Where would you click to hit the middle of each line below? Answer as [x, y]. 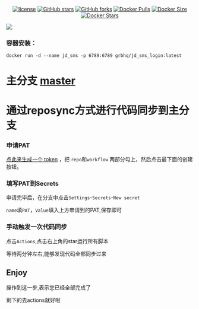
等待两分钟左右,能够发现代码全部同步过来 [56, 254]
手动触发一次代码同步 [37, 227]
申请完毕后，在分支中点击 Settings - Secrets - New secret [73, 197]
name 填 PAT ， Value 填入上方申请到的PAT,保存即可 [64, 210]
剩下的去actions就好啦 [33, 300]
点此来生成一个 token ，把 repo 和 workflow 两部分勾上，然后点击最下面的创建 [99, 159]
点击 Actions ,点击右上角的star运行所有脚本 [57, 241]
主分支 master [41, 81]
